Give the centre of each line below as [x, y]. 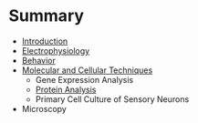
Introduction [45, 41]
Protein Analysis [66, 89]
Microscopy [44, 108]
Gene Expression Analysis [84, 79]
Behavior [38, 60]
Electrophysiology [56, 50]
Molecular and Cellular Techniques [87, 70]
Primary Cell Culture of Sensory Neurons [112, 99]
